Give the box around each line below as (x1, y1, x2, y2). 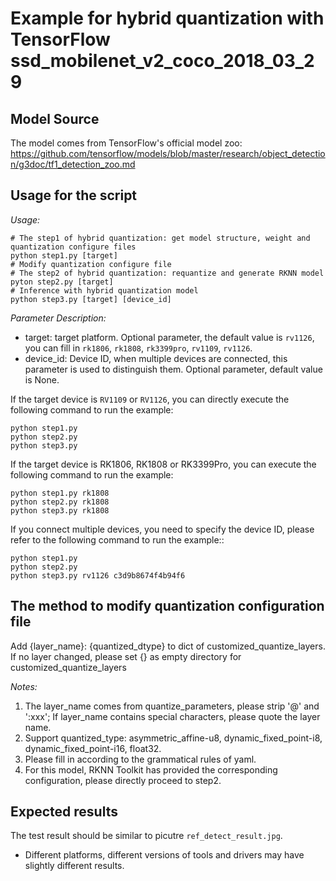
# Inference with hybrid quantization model (10, 285, 199, 296)
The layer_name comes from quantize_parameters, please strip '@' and (24, 700, 320, 712)
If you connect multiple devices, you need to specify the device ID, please (10, 523, 315, 535)
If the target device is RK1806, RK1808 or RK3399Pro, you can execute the (10, 458, 317, 470)
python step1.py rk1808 (10, 488, 110, 498)
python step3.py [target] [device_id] (10, 294, 172, 304)
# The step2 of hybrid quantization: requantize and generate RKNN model (10, 268, 325, 278)
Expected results (10, 803, 118, 821)
